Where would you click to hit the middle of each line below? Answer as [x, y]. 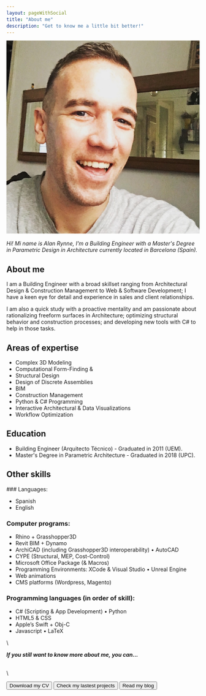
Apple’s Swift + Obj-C [43, 624]
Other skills [29, 475]
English [25, 507]
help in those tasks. [31, 328]
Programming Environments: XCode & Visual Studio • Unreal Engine [101, 569]
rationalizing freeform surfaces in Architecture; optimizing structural [92, 316]
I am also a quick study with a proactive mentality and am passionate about [101, 309]
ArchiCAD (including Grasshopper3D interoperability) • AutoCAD [97, 550]
